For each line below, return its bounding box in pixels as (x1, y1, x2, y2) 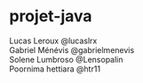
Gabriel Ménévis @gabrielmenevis (9, 44, 135, 55)
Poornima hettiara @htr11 (9, 64, 100, 74)
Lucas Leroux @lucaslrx (9, 35, 98, 46)
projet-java (9, 6, 92, 26)
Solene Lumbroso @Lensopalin (9, 54, 123, 64)
